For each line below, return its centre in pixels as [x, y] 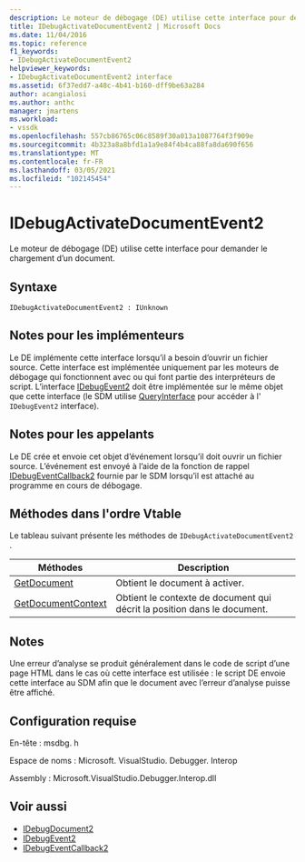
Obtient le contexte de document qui [194, 598]
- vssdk [24, 128]
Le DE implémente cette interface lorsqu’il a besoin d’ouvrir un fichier [139, 357]
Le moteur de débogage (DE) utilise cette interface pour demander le [138, 249]
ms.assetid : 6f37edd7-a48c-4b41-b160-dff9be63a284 [107, 85]
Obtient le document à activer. [180, 583]
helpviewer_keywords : [50, 69]
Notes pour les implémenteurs [97, 336]
